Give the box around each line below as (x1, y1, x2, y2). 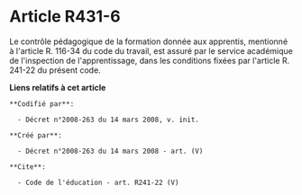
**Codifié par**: (9, 99, 75, 109)
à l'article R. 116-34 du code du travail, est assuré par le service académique (9, 45, 293, 56)
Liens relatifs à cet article (9, 82, 106, 93)
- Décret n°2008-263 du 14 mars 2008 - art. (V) (17, 146, 204, 155)
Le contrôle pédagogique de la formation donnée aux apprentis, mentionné (9, 36, 288, 47)
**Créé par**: (9, 130, 63, 140)
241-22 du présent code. (9, 65, 101, 75)
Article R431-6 (9, 6, 121, 27)
